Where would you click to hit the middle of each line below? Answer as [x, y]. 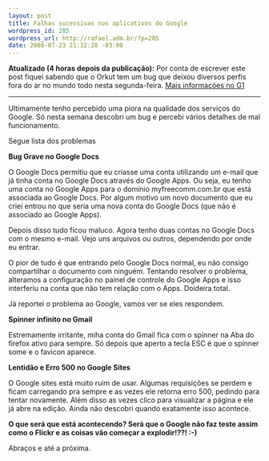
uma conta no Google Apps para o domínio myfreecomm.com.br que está [130, 189]
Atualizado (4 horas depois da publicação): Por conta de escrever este [127, 68]
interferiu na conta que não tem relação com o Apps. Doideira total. [119, 289]
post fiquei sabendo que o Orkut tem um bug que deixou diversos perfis [127, 77]
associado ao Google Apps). [55, 215]
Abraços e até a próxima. [50, 448]
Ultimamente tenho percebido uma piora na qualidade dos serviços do [124, 108]
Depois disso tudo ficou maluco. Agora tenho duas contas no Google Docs [131, 230]
